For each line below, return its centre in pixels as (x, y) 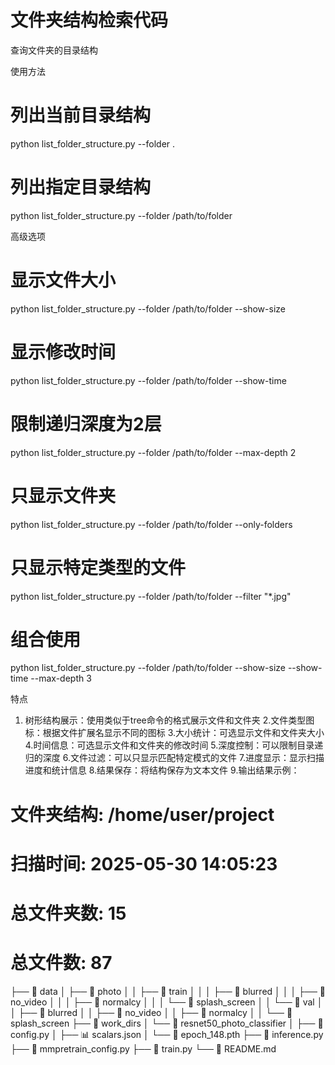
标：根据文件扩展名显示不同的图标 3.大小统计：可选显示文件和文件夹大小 (174, 733)
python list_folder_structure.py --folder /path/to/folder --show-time (148, 380)
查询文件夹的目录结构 (54, 50)
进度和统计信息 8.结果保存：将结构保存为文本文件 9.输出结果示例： (162, 770)
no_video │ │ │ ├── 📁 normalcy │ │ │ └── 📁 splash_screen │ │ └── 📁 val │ (166, 1002)
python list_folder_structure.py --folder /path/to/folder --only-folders (151, 524)
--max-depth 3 (61, 678)
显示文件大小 (63, 280)
